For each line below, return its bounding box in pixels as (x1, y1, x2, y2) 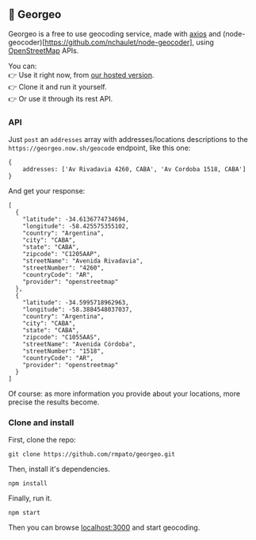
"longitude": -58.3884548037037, (22, 306, 133, 314)
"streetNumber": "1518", (22, 347, 105, 355)
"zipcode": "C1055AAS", (22, 334, 101, 342)
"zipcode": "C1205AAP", (22, 251, 101, 259)
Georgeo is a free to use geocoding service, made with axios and (8, 29, 222, 38)
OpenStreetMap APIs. (8, 45, 79, 56)
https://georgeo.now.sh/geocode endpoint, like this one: (8, 144, 191, 153)
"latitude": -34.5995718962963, (22, 299, 129, 307)
